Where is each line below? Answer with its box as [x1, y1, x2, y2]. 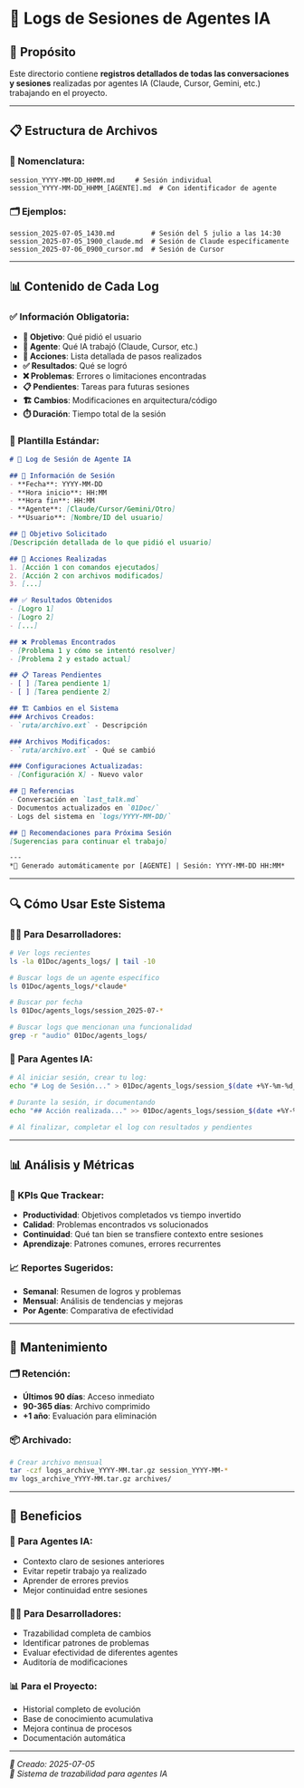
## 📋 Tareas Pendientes [9, 670, 102, 680]
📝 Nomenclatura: [9, 155, 86, 168]
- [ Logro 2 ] [9, 613, 54, 622]
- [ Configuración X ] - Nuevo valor [9, 770, 144, 780]
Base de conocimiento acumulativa [22, 1714, 154, 1725]
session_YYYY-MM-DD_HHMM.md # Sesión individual [9, 176, 213, 185]
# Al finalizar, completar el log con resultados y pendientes [9, 1122, 253, 1131]
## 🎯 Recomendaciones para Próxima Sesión [9, 828, 172, 837]
